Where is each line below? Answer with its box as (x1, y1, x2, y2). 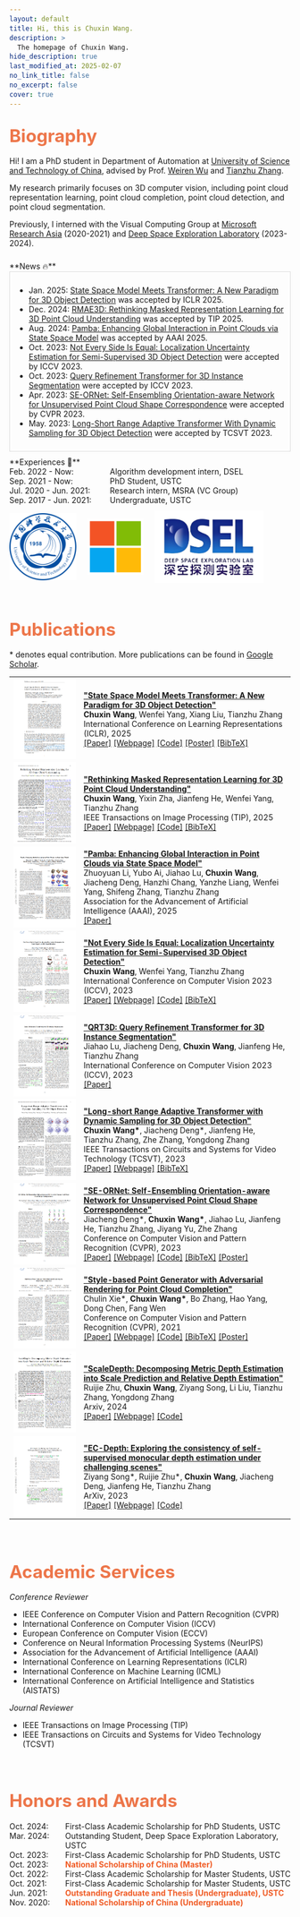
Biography (9, 124, 98, 148)
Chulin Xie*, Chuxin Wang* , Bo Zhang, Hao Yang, (83, 1293, 268, 1304)
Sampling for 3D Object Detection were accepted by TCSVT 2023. (28, 428, 272, 439)
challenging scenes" (83, 1461, 162, 1472)
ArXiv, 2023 (83, 1490, 129, 1501)
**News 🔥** (9, 261, 56, 272)
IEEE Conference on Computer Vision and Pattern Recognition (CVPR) (21, 1609, 279, 1620)
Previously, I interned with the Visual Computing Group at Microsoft (9, 219, 257, 230)
